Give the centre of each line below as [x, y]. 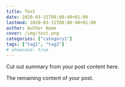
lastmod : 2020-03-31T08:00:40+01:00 [51, 22]
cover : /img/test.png [33, 34]
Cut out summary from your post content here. [63, 66]
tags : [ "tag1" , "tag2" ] [35, 45]
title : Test [21, 11]
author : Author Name [32, 28]
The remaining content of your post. [50, 78]
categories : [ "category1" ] [39, 39]
